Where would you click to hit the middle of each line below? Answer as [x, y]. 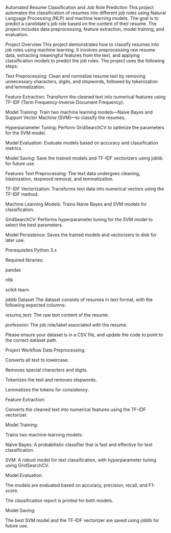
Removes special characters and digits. [47, 370]
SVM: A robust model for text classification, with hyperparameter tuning [81, 460]
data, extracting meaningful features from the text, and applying [72, 55]
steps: [12, 66]
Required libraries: [25, 260]
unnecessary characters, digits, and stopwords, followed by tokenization [82, 82]
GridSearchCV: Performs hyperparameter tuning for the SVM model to [79, 219]
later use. [15, 240]
